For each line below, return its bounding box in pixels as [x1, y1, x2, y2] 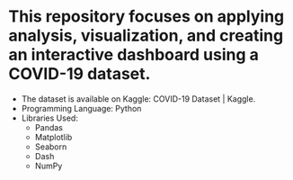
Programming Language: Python [21, 103, 142, 113]
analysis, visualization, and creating [8, 25, 284, 46]
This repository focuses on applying [8, 6, 285, 27]
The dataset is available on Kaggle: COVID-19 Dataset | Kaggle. [21, 93, 256, 104]
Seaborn [34, 141, 67, 152]
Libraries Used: [21, 112, 78, 123]
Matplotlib [34, 131, 73, 142]
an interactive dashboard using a [8, 45, 260, 65]
